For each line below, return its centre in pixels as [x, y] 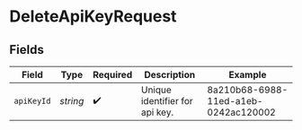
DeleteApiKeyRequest [93, 17]
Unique [156, 90]
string [72, 101]
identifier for [167, 101]
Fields [27, 50]
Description [170, 75]
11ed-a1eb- [235, 101]
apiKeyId [32, 101]
